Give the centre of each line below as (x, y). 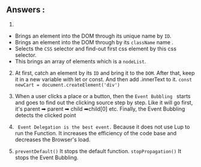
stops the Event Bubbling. (47, 157)
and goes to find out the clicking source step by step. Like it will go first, (104, 102)
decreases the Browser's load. (53, 139)
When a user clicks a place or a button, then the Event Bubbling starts (103, 96)
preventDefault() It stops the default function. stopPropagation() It (98, 151)
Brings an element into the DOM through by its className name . (94, 42)
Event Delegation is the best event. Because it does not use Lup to (104, 127)
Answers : (25, 10)
